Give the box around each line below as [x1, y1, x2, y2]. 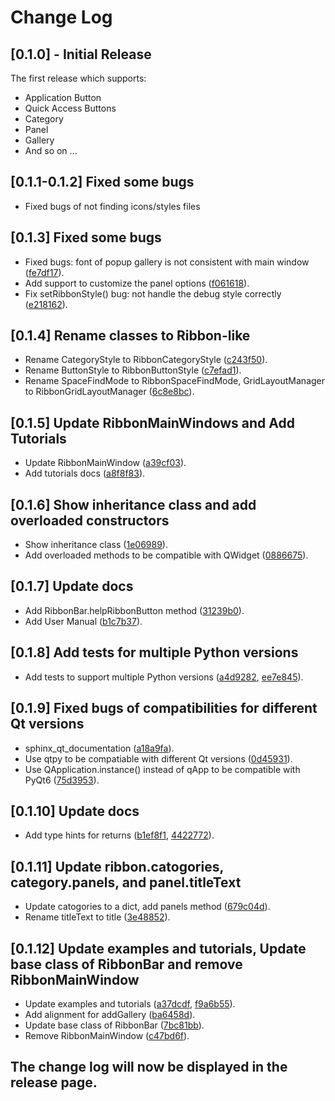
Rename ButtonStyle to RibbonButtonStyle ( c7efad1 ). [24, 364, 242, 376]
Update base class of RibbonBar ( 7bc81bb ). [24, 1019, 205, 1031]
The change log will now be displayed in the [10, 1059, 288, 1076]
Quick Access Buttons [24, 102, 117, 114]
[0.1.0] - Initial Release [10, 46, 152, 63]
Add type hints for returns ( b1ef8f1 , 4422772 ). [24, 829, 215, 841]
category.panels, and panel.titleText [10, 874, 242, 891]
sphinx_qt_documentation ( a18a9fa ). [24, 742, 175, 754]
